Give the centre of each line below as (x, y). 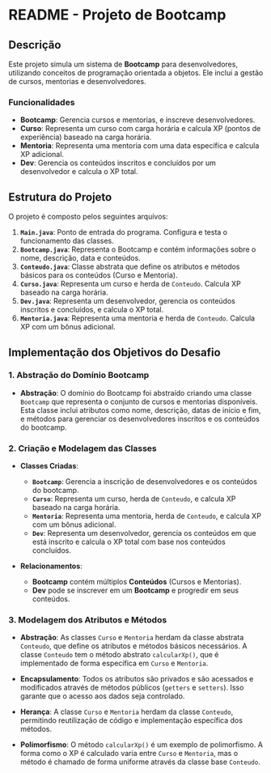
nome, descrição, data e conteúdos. (80, 258)
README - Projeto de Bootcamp (117, 15)
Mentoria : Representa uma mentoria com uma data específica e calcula (140, 146)
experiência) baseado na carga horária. (86, 137)
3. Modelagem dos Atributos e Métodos (88, 620)
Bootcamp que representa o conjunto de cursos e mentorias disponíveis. (139, 401)
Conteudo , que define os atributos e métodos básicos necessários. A (133, 646)
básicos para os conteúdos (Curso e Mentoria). (99, 275)
